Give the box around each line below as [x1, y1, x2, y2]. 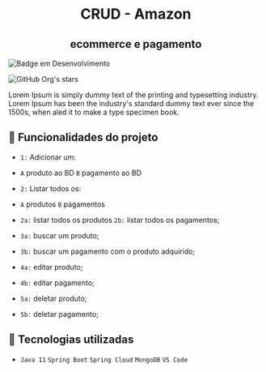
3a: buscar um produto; [19, 230, 99, 240]
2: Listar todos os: [19, 183, 82, 193]
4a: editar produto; [19, 262, 83, 272]
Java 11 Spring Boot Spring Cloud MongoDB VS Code [19, 356, 188, 364]
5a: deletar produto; [19, 293, 87, 303]
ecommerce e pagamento [70, 37, 202, 51]
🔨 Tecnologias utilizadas [8, 333, 134, 347]
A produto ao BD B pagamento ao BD [19, 168, 141, 177]
